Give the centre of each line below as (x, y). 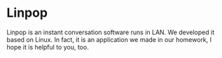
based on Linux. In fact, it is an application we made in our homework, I (109, 39)
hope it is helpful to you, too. (48, 47)
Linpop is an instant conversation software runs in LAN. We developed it (111, 32)
